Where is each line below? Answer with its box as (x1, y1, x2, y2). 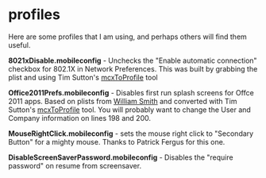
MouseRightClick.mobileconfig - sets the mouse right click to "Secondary (8, 129, 254, 138)
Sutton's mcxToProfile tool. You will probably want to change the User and (8, 105, 252, 114)
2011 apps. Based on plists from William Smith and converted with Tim (8, 96, 237, 106)
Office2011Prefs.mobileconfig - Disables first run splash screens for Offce (8, 87, 254, 97)
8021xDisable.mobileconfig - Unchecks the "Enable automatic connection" (8, 56, 257, 65)
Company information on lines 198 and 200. (8, 113, 151, 122)
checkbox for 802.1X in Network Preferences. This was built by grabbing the (8, 64, 258, 73)
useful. (8, 40, 31, 49)
